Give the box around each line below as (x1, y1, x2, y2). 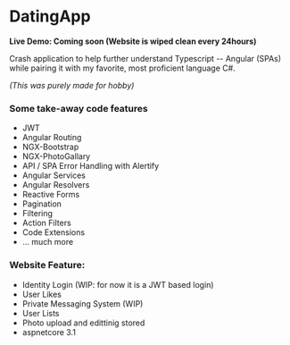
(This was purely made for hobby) (9, 80, 135, 90)
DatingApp (9, 6, 91, 27)
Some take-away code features (9, 102, 149, 114)
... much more (21, 237, 74, 248)
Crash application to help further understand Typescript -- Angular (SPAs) (9, 53, 282, 63)
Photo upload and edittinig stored (21, 317, 145, 328)
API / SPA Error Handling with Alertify (21, 161, 160, 172)
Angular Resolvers (21, 180, 90, 190)
